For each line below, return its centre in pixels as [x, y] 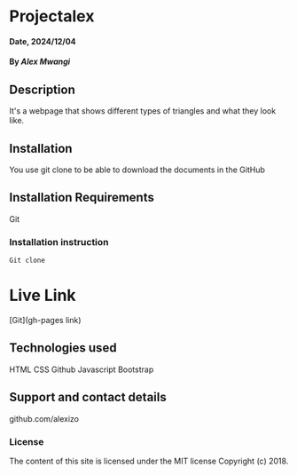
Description [42, 89]
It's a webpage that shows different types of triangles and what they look [143, 111]
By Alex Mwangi [40, 62]
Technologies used [63, 348]
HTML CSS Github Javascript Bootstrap [82, 369]
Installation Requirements [82, 198]
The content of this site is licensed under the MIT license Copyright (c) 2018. [149, 461]
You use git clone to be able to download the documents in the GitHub [137, 170]
